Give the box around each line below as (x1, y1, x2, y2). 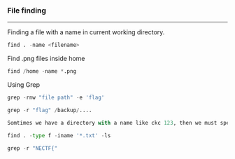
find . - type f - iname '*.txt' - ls (7, 132, 111, 139)
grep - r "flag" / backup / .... (7, 106, 92, 113)
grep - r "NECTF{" (7, 144, 58, 152)
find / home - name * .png (7, 68, 77, 75)
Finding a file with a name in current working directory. (7, 28, 165, 36)
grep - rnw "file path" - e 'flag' (7, 94, 105, 102)
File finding (7, 6, 47, 15)
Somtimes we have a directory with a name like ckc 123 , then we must (7, 119, 218, 126)
